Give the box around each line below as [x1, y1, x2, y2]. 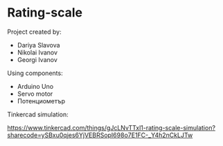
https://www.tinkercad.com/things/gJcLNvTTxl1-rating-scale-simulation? [7, 123, 216, 132]
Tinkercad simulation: [7, 110, 69, 118]
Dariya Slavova [17, 41, 60, 49]
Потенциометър [17, 96, 66, 105]
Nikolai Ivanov [17, 48, 57, 56]
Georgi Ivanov [17, 55, 57, 63]
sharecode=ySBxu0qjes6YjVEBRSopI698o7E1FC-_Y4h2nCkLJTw [7, 131, 193, 139]
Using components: [7, 69, 64, 77]
